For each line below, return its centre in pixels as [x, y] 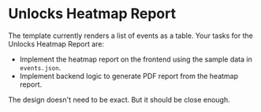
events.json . [40, 67]
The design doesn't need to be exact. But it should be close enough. [119, 99]
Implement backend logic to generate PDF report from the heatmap [129, 76]
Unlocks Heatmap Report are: [56, 43]
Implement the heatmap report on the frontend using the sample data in [136, 59]
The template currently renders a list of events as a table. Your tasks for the [131, 35]
